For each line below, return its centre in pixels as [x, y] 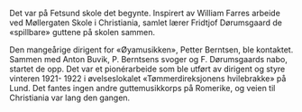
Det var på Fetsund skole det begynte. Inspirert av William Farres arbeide [145, 13]
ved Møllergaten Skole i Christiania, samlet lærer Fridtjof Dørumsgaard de [146, 23]
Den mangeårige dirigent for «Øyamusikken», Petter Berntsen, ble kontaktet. [151, 50]
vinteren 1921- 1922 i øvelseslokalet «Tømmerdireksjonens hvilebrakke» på [148, 79]
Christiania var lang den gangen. [70, 98]
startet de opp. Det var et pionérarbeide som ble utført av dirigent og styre [147, 69]
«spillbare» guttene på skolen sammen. [82, 32]
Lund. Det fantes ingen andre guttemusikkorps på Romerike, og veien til [142, 88]
